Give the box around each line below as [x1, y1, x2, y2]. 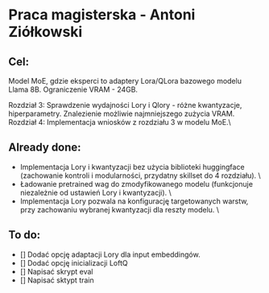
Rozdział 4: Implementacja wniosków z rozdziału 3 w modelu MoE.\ [8, 118, 231, 126]
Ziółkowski [8, 23, 83, 41]
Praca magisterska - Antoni [8, 6, 196, 24]
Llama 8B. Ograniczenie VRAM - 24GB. [8, 85, 139, 94]
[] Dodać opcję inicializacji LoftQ [19, 258, 128, 267]
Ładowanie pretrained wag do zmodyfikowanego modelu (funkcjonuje [19, 179, 254, 188]
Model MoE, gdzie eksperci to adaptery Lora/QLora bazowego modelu [8, 76, 242, 85]
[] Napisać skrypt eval [19, 266, 93, 276]
